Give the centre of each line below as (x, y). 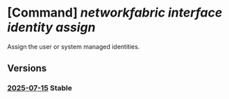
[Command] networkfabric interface (115, 13)
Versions (27, 68)
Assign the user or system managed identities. (74, 46)
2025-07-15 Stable (40, 88)
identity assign (51, 27)
